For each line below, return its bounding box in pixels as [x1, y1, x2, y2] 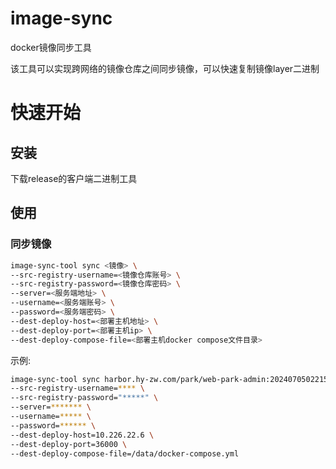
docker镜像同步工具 [10, 41, 92, 53]
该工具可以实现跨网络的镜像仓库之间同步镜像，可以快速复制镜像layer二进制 [10, 62, 320, 74]
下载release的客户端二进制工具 [10, 172, 138, 184]
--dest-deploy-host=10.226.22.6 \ [10, 430, 155, 440]
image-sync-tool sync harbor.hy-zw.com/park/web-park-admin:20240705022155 [10, 374, 333, 384]
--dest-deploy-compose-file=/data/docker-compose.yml [10, 448, 240, 459]
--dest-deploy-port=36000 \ [10, 439, 128, 449]
